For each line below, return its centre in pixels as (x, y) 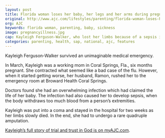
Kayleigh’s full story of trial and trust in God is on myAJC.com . (68, 130)
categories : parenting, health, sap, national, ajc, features (70, 42)
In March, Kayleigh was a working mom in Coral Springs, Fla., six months (79, 65)
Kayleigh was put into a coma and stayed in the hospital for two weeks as (79, 110)
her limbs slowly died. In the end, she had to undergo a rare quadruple (76, 115)
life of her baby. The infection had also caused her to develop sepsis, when (81, 95)
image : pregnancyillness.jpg (35, 32)
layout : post (18, 10)
